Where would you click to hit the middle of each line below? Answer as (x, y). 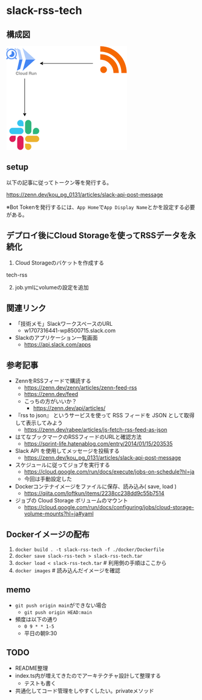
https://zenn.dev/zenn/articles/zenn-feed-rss (80, 388)
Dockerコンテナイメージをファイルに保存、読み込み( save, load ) (96, 487)
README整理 (31, 668)
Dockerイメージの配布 (48, 534)
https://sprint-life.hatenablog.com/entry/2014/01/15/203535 (98, 444)
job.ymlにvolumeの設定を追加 (52, 287)
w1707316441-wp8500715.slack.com (70, 331)
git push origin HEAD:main (58, 612)
